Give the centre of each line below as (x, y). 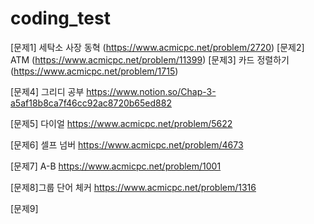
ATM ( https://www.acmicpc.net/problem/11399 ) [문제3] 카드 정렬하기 (150, 59)
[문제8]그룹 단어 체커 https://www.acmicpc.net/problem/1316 (133, 187)
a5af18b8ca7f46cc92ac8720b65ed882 (91, 103)
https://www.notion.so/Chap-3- (151, 91)
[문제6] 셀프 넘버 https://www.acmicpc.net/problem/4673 (127, 144)
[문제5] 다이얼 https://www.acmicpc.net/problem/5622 (121, 123)
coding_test (60, 18)
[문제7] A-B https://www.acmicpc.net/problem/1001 (116, 166)
